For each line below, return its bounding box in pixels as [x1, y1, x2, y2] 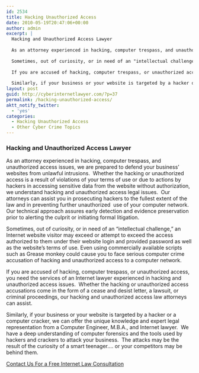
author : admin [6, 25, 41, 31]
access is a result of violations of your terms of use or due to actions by [6, 176, 181, 184]
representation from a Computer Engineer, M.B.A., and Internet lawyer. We [6, 324, 189, 331]
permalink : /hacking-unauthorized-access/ [6, 97, 113, 102]
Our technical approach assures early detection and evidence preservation [6, 208, 189, 215]
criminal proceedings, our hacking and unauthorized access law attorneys [6, 294, 187, 301]
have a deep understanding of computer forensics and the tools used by [6, 330, 182, 337]
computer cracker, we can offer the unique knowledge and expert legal [6, 317, 179, 324]
